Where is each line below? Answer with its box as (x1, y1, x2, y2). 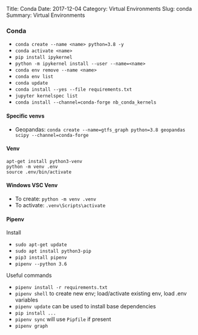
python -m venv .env (6, 164, 59, 170)
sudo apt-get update (15, 242, 67, 248)
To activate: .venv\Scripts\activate (15, 201, 106, 208)
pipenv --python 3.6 (15, 261, 67, 267)
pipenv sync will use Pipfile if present (15, 316, 111, 323)
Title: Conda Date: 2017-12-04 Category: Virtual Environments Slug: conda (6, 5, 193, 12)
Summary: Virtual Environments (6, 12, 85, 19)
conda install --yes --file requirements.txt (15, 87, 132, 93)
